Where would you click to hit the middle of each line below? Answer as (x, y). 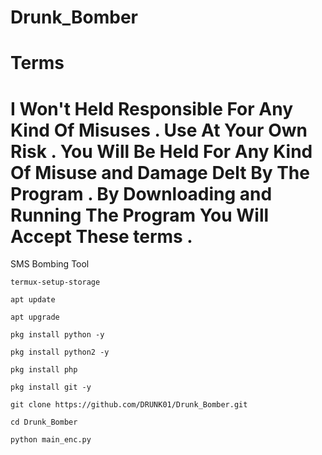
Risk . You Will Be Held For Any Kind (161, 151)
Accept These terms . (101, 236)
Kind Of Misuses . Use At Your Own (159, 130)
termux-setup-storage (55, 282)
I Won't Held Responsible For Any (152, 108)
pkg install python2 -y (60, 352)
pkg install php (44, 370)
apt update (33, 300)
